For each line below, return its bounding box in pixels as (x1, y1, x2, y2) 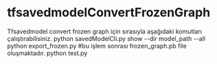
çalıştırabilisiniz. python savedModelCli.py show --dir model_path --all (7, 34, 206, 42)
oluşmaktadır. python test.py (7, 49, 88, 57)
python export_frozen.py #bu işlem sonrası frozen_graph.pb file (7, 42, 187, 50)
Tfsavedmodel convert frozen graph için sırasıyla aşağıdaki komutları (7, 27, 203, 35)
